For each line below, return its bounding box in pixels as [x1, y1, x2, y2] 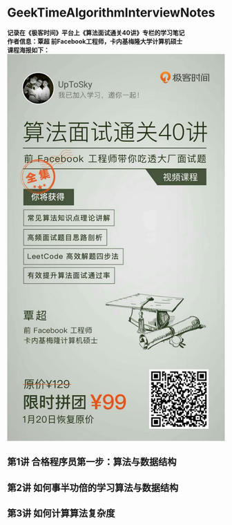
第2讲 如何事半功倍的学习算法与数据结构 [7, 481, 179, 493]
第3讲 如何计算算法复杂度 [7, 508, 115, 519]
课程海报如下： [7, 46, 50, 54]
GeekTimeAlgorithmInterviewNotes [7, 5, 215, 21]
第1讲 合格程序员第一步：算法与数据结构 [7, 456, 177, 468]
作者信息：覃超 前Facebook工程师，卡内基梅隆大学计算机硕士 [7, 37, 183, 46]
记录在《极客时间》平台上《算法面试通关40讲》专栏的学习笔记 [7, 28, 185, 37]
